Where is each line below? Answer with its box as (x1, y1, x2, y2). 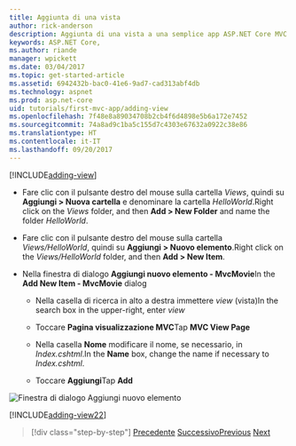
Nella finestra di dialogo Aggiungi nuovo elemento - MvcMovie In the (21, 268, 276, 279)
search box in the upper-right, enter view (35, 304, 185, 315)
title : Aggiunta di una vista (9, 12, 121, 22)
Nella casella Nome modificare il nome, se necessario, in (35, 338, 243, 349)
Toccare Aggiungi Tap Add (35, 375, 133, 386)
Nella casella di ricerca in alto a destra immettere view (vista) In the (35, 295, 279, 306)
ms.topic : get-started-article (9, 71, 125, 80)
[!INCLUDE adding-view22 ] (9, 410, 107, 420)
